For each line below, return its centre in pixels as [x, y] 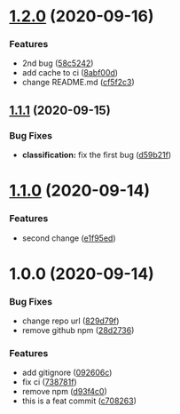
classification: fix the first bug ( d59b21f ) [97, 155]
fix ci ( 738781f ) [49, 382]
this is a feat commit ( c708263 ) [79, 401]
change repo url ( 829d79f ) [70, 321]
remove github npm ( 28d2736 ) [78, 330]
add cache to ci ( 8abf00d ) [70, 73]
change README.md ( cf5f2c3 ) [78, 83]
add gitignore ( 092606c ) [67, 373]
